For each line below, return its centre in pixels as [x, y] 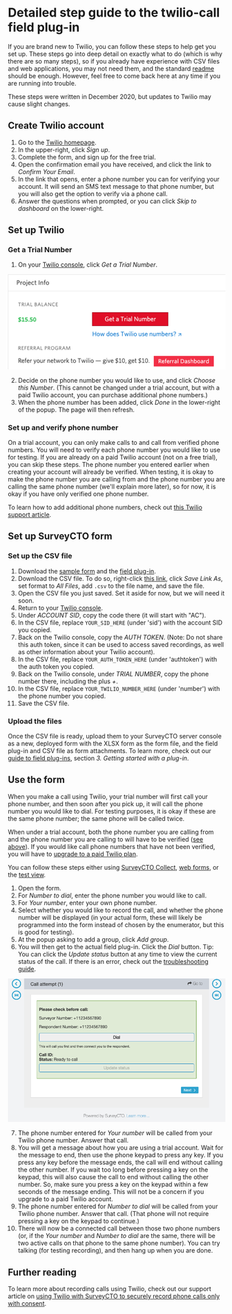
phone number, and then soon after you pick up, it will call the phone [105, 803]
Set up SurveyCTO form [60, 536]
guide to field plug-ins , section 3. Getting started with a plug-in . [98, 759]
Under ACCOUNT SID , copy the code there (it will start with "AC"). [112, 615]
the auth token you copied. [56, 666]
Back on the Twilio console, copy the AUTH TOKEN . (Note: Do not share [120, 637]
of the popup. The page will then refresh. [76, 410]
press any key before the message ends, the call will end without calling [120, 1163]
